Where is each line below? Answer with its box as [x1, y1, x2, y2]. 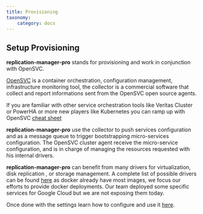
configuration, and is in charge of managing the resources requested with [6, 145, 190, 153]
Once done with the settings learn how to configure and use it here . [6, 201, 175, 209]
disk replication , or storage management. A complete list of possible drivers [6, 170, 197, 178]
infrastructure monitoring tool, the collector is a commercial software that [6, 83, 189, 91]
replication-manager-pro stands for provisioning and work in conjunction [6, 59, 191, 66]
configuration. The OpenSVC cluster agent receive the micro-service [6, 139, 178, 146]
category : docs [17, 20, 56, 26]
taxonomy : [6, 15, 32, 21]
